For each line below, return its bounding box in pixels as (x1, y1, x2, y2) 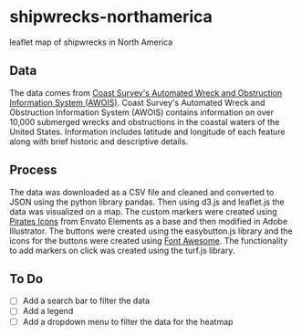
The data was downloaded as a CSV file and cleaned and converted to (9, 186, 275, 197)
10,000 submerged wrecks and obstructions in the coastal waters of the (9, 116, 280, 127)
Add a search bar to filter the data (22, 295, 151, 307)
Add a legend (22, 306, 74, 317)
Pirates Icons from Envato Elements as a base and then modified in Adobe (9, 215, 288, 226)
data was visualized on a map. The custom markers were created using (9, 205, 277, 216)
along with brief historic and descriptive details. (9, 135, 189, 147)
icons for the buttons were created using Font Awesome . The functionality (9, 235, 288, 246)
